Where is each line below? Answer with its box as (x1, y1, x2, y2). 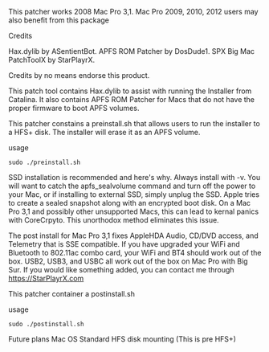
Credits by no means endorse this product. (8, 71, 150, 80)
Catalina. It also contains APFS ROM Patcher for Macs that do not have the (8, 95, 255, 104)
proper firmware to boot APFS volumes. (8, 104, 140, 113)
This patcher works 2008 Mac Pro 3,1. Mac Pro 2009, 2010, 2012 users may (8, 7, 259, 16)
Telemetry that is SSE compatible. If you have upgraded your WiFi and (8, 239, 241, 248)
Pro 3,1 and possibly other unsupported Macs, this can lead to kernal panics (8, 207, 259, 216)
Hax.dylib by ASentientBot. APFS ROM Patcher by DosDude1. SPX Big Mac (8, 47, 255, 55)
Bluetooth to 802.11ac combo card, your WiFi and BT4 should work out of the (8, 248, 262, 257)
